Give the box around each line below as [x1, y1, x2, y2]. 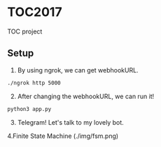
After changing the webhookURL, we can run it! [17, 92, 155, 100]
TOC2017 [7, 4, 62, 20]
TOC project [7, 27, 43, 36]
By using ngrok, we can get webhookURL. [17, 65, 139, 74]
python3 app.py [7, 105, 52, 112]
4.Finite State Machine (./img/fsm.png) [7, 132, 119, 140]
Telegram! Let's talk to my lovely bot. [17, 118, 124, 126]
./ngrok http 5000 [7, 79, 61, 86]
